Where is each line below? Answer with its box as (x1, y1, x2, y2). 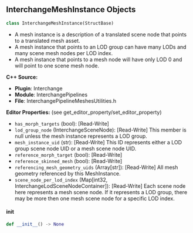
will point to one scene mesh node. (14, 62, 100, 69)
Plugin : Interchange (14, 85, 63, 92)
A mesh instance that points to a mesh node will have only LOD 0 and (14, 56, 182, 63)
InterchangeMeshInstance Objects (6, 5, 136, 15)
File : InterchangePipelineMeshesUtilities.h (14, 97, 117, 104)
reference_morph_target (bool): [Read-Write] (14, 151, 123, 158)
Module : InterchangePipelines (14, 91, 88, 98)
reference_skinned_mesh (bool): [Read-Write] (14, 157, 123, 164)
